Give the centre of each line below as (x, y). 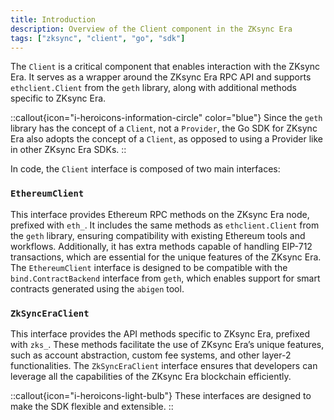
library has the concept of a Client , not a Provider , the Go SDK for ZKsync (164, 128)
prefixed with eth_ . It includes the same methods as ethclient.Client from (165, 225)
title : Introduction (53, 19)
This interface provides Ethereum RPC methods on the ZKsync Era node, (160, 214)
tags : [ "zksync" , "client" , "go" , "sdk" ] (98, 38)
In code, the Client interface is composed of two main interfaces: (145, 169)
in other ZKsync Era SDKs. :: (68, 150)
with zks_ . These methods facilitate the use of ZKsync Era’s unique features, (167, 344)
